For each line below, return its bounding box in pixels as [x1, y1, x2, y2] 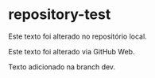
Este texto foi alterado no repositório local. [8, 32, 147, 41]
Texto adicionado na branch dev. [8, 61, 116, 72]
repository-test [8, 6, 111, 24]
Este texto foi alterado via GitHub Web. [8, 46, 135, 56]
